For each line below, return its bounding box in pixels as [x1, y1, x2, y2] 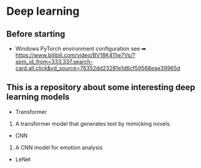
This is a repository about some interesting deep [6, 82, 195, 93]
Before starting [6, 29, 66, 39]
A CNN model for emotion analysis [15, 143, 103, 151]
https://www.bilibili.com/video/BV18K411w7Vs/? [15, 52, 136, 59]
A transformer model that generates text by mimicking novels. [15, 120, 172, 127]
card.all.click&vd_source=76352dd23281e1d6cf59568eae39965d [15, 64, 181, 72]
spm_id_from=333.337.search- [15, 58, 93, 65]
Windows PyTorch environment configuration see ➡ [15, 45, 146, 52]
